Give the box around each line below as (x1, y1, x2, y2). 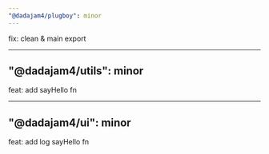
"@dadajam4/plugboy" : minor (8, 11, 102, 20)
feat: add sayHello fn (8, 85, 78, 95)
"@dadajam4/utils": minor (8, 65, 144, 78)
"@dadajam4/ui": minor (8, 116, 131, 129)
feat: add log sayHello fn (8, 137, 90, 147)
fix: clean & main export (8, 34, 86, 43)
